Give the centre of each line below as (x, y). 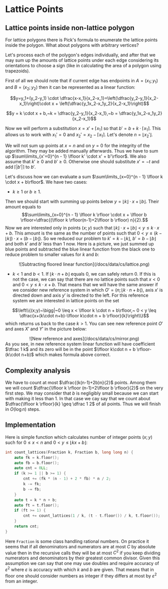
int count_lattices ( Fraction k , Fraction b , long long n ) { (69, 452)
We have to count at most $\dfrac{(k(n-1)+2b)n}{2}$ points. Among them (81, 382)
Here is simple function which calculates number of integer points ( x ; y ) (79, 437)
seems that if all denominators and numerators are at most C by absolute (80, 546)
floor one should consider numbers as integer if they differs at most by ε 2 (81, 575)
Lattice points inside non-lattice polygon (70, 28)
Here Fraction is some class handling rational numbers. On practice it (77, 541)
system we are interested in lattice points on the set (66, 301)
